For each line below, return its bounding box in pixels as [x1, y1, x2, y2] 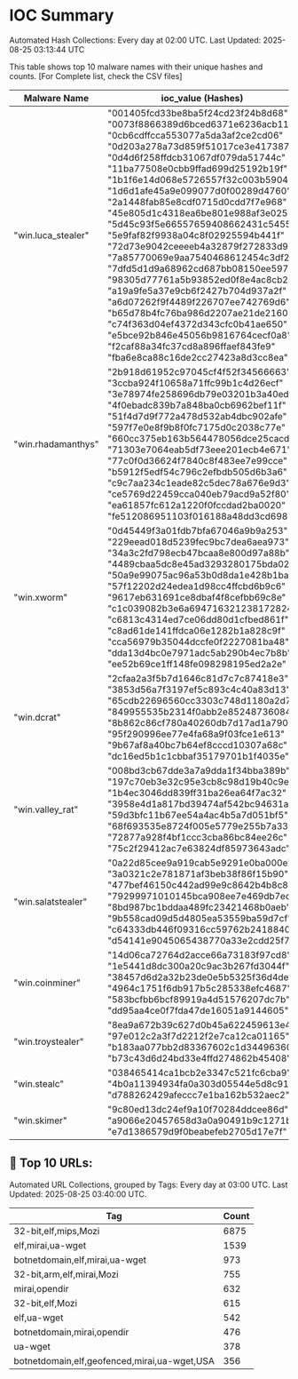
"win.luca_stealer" [13, 228, 90, 241]
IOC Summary [9, 5, 114, 26]
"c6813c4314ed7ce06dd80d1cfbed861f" [107, 613, 289, 626]
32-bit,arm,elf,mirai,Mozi [13, 1268, 119, 1280]
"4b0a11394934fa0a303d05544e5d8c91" [107, 1077, 294, 1089]
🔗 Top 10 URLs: [9, 1156, 93, 1171]
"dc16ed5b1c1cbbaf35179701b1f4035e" [107, 750, 290, 762]
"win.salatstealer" [13, 895, 88, 907]
